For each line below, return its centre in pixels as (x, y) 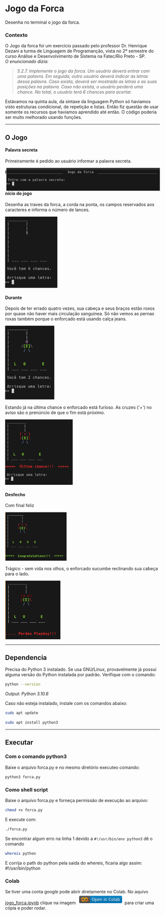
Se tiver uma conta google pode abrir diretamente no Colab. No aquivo (77, 891)
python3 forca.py (23, 777)
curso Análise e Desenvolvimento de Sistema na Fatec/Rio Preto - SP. (75, 56)
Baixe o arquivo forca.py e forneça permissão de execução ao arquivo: (77, 800)
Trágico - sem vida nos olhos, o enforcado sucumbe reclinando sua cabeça (82, 568)
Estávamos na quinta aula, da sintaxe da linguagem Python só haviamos (78, 102)
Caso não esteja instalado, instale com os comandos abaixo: (66, 703)
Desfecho (15, 494)
